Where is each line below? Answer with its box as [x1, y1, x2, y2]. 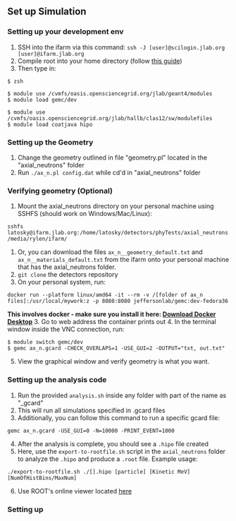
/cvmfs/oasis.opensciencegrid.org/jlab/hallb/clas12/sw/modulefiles [7, 114, 213, 122]
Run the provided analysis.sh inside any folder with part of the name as [17, 391, 227, 400]
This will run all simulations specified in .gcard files [17, 406, 166, 414]
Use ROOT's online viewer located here [17, 486, 132, 495]
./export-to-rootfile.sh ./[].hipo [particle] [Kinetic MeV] [7, 468, 191, 475]
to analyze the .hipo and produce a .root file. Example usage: [17, 455, 199, 463]
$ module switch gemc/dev [7, 339, 83, 346]
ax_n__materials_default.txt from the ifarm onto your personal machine [17, 256, 230, 264]
